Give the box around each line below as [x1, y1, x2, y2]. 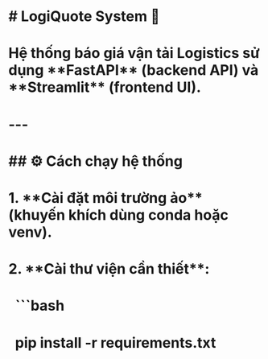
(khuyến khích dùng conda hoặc [8, 205, 229, 224]
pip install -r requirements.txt [14, 333, 216, 352]
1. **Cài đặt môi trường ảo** [8, 188, 204, 207]
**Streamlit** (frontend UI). [8, 78, 201, 97]
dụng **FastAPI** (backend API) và [8, 61, 259, 80]
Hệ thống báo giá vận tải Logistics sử [8, 44, 260, 63]
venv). [8, 223, 52, 241]
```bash [14, 297, 65, 315]
